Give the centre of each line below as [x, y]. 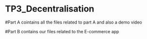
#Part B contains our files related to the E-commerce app [62, 31]
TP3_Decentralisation [50, 9]
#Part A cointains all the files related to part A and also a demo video [73, 22]
